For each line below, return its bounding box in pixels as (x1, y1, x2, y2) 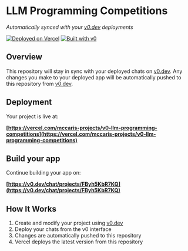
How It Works (6, 204, 57, 214)
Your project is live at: (6, 113, 59, 120)
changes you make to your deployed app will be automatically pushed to (6, 73, 182, 81)
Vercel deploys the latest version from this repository (14, 238, 143, 245)
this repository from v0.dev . (6, 80, 73, 87)
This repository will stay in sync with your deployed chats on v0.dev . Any (6, 68, 183, 75)
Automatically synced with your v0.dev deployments (6, 24, 133, 31)
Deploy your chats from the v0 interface (14, 226, 112, 233)
